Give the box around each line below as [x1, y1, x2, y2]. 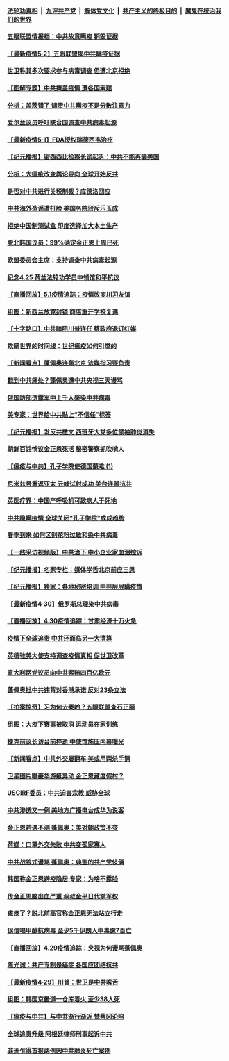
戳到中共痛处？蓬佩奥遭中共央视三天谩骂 [7, 376, 123, 385]
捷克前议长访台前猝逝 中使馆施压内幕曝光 [7, 737, 125, 746]
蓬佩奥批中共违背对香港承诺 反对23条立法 [7, 685, 126, 694]
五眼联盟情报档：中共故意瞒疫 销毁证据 [7, 32, 119, 41]
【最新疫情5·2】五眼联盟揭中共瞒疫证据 [7, 49, 120, 58]
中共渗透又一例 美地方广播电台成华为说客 [7, 806, 125, 814]
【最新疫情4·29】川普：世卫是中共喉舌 [7, 978, 119, 986]
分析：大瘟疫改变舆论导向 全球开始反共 [7, 170, 119, 178]
